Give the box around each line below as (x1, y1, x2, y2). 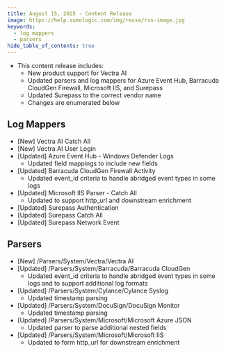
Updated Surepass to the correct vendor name (27, 91, 161, 99)
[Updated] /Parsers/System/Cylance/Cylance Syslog (17, 286, 169, 295)
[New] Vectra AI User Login (17, 144, 96, 153)
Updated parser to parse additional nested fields (27, 323, 167, 331)
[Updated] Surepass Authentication (17, 203, 120, 212)
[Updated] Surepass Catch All (17, 211, 103, 219)
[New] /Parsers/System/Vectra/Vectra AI (17, 256, 134, 265)
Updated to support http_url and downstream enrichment (27, 196, 191, 204)
